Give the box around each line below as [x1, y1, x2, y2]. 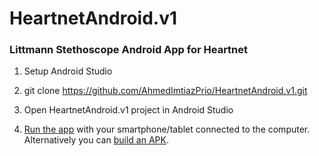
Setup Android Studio [23, 65, 113, 77]
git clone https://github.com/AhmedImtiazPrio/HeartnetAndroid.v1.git [23, 85, 308, 97]
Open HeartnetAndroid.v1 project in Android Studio [23, 104, 234, 116]
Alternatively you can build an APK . [23, 134, 169, 146]
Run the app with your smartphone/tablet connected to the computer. [23, 123, 311, 136]
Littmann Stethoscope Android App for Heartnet [9, 43, 249, 57]
